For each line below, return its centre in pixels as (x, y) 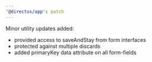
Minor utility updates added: (40, 28)
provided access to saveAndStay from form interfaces (80, 40)
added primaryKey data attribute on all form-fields (75, 52)
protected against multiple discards (57, 46)
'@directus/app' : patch (35, 12)
